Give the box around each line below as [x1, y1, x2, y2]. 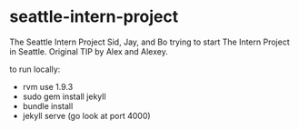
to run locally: [9, 64, 61, 75]
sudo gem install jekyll [22, 91, 106, 102]
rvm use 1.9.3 [22, 81, 74, 92]
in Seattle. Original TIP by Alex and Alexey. [9, 45, 168, 56]
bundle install [22, 100, 74, 111]
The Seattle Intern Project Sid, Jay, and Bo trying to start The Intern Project [9, 36, 290, 47]
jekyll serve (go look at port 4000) [22, 110, 152, 121]
